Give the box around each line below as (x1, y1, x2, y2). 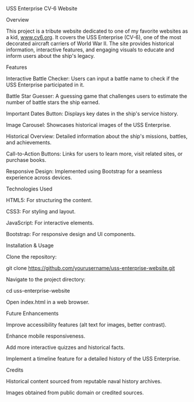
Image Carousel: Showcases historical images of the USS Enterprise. (6, 122, 171, 128)
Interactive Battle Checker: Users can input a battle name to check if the (6, 75, 179, 82)
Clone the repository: (6, 254, 57, 260)
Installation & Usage (6, 242, 54, 249)
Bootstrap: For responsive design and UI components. (6, 231, 136, 237)
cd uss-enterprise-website (6, 287, 70, 294)
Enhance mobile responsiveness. (6, 332, 86, 339)
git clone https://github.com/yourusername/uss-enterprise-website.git (6, 265, 175, 271)
